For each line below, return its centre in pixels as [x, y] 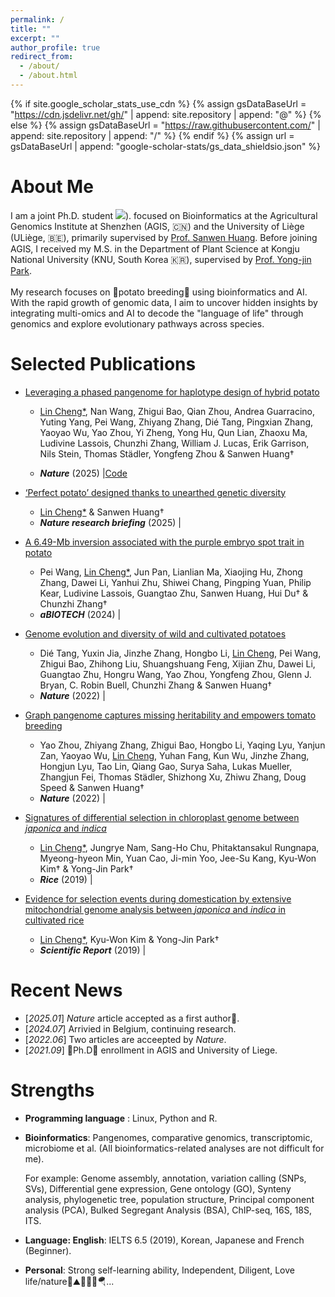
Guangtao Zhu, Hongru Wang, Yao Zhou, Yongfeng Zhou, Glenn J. [175, 674]
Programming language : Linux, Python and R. [121, 1118]
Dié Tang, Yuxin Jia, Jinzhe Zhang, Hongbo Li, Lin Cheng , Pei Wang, [180, 653]
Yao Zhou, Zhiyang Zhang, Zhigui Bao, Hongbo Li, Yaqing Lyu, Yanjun [182, 745]
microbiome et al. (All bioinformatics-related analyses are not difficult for [174, 1148]
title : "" [31, 29]
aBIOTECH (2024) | [80, 614]
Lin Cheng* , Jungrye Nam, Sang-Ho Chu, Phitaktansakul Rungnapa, [179, 847]
